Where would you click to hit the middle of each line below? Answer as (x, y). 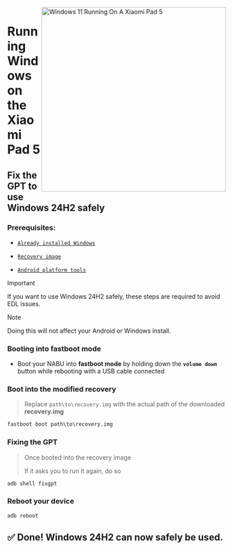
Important (21, 283)
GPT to (22, 186)
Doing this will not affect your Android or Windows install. (89, 331)
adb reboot (23, 516)
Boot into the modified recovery (62, 390)
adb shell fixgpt (32, 483)
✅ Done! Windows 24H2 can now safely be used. (115, 537)
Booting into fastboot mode (54, 349)
